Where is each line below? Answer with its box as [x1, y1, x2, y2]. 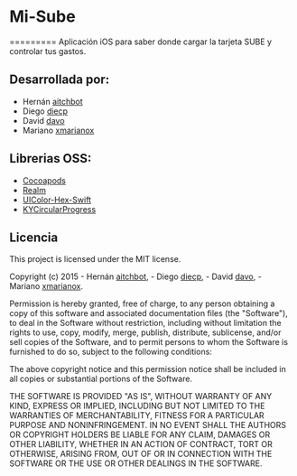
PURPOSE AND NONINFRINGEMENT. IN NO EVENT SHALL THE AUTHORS [9, 420, 287, 431]
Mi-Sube [9, 6, 76, 27]
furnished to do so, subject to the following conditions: [9, 346, 212, 358]
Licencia [9, 229, 59, 245]
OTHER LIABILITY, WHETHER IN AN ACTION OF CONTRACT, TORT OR [9, 439, 273, 450]
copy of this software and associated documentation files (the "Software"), [9, 308, 289, 319]
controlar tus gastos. [9, 45, 87, 56]
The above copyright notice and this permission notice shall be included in [9, 364, 286, 375]
